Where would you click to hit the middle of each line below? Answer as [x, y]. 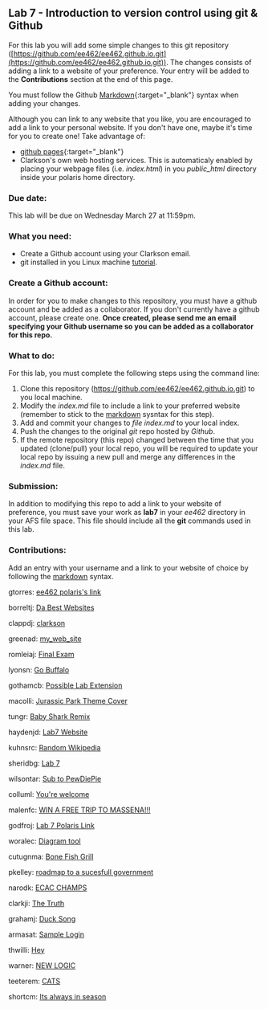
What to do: [32, 355]
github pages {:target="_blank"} [72, 151]
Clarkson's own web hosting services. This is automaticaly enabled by [136, 160]
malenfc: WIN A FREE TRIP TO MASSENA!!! [79, 810]
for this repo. [30, 335]
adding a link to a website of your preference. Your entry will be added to [129, 71]
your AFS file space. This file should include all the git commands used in [130, 521]
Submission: [33, 486]
